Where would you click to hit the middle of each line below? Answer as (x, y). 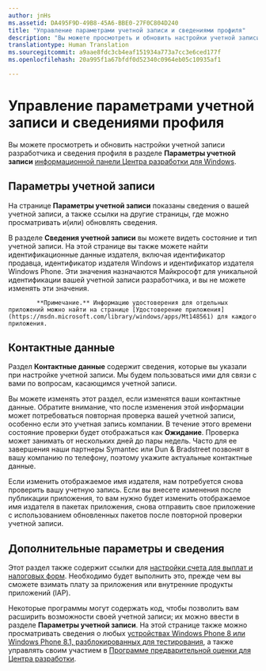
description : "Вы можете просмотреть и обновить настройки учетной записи (134, 38)
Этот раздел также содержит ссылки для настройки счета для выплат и (131, 568)
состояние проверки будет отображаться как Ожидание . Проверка (124, 433)
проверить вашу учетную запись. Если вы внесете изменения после (125, 490)
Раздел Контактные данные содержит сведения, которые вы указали (127, 367)
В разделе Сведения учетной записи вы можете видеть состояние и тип (133, 238)
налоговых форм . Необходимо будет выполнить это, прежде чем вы (125, 576)
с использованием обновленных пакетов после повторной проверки (125, 515)
